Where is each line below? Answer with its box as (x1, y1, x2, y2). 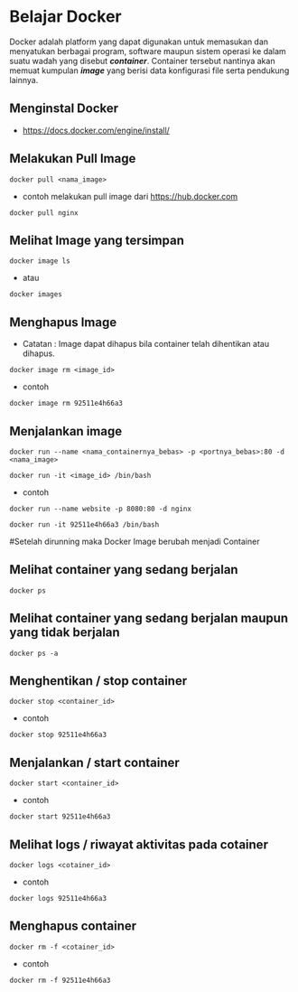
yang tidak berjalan (9, 625, 120, 641)
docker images (9, 290, 63, 299)
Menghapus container (9, 919, 137, 934)
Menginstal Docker (9, 101, 119, 117)
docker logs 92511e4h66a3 (9, 894, 107, 903)
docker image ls (9, 257, 70, 266)
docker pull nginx (9, 208, 79, 218)
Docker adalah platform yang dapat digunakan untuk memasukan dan (9, 36, 269, 47)
